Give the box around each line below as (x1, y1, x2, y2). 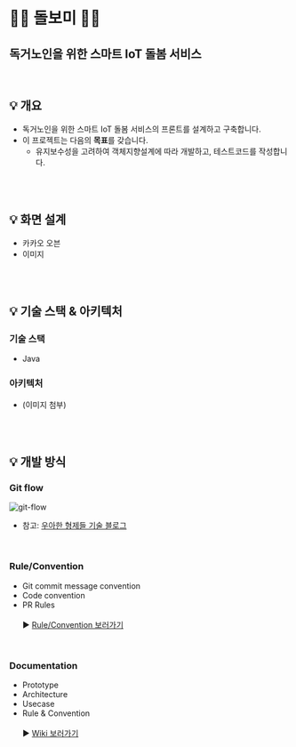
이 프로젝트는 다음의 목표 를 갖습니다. (21, 134, 148, 145)
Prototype (21, 679, 60, 690)
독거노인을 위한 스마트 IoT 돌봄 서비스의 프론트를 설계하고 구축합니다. (21, 124, 261, 134)
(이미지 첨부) (21, 399, 67, 410)
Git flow (9, 481, 44, 494)
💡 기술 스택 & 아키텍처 (9, 304, 123, 319)
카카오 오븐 (21, 237, 61, 248)
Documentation (9, 659, 78, 671)
